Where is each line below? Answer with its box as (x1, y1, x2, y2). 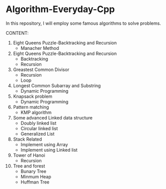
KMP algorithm (20, 109, 52, 115)
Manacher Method (20, 45, 60, 51)
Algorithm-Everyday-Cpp (6, 4, 115, 15)
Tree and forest (13, 163, 45, 169)
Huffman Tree (20, 179, 50, 185)
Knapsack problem (13, 93, 52, 99)
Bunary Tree (20, 168, 47, 174)
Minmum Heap (20, 173, 51, 179)
